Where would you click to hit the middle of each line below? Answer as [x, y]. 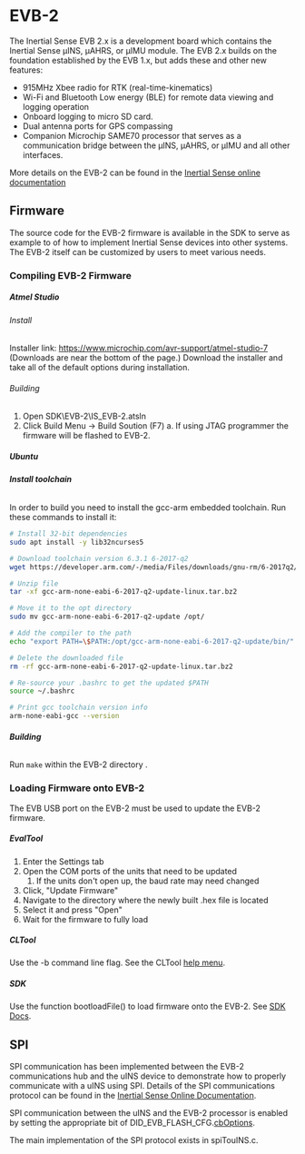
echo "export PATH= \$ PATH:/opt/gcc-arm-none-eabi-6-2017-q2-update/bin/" [152, 641]
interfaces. [43, 154]
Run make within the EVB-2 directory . [79, 764]
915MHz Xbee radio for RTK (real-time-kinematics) [118, 87]
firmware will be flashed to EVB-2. [87, 436]
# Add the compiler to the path [70, 633]
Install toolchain [41, 479]
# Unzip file [34, 583]
